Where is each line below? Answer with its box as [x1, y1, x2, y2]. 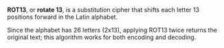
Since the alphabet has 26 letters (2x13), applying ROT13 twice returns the [7, 26, 218, 34]
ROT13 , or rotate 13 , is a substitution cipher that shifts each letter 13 [7, 6, 200, 14]
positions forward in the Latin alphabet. [7, 13, 118, 21]
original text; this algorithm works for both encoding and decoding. [7, 33, 197, 41]
